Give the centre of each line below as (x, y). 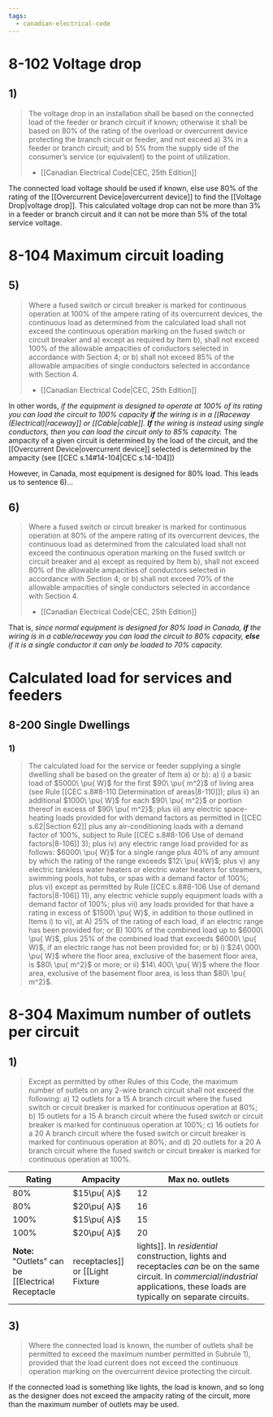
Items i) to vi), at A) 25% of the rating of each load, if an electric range (146, 922)
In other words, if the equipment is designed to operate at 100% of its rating (135, 405)
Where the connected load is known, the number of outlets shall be (141, 1345)
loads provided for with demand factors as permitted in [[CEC (159, 817)
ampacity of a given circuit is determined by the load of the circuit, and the (133, 440)
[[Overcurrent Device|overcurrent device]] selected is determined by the (130, 449)
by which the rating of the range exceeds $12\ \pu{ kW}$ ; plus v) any (144, 861)
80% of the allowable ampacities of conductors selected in (127, 570)
